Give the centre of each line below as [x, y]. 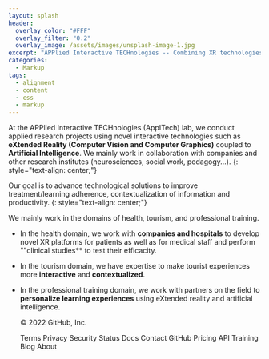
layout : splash [34, 16]
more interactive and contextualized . [82, 275]
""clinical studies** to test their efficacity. [88, 251]
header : [21, 23]
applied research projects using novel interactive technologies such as [125, 136]
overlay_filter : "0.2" [53, 38]
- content [32, 90]
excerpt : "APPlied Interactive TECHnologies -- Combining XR [112, 53]
